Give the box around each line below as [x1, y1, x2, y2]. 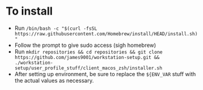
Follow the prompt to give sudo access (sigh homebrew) [14, 41, 157, 49]
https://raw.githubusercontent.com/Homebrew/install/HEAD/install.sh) [14, 30, 198, 37]
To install [5, 4, 53, 18]
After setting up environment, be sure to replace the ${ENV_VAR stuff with [14, 70, 196, 77]
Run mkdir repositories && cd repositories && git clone [14, 47, 163, 55]
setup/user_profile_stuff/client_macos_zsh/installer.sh [14, 65, 163, 71]
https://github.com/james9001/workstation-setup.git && [14, 54, 160, 60]
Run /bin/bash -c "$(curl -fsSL [14, 24, 98, 32]
